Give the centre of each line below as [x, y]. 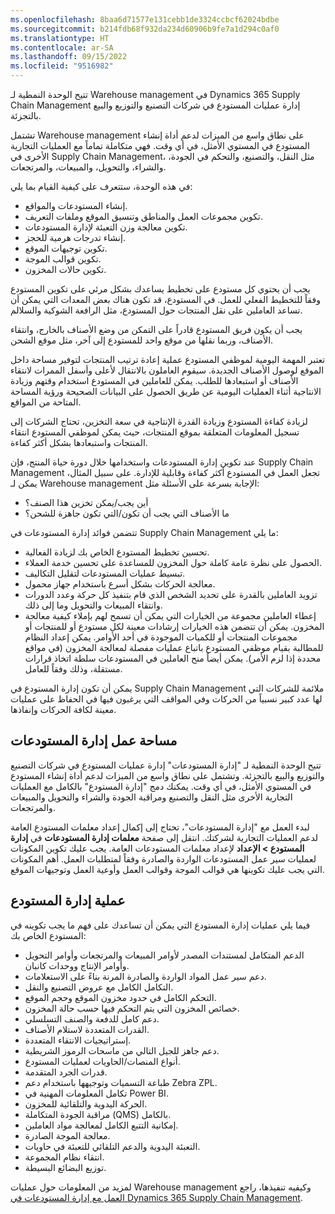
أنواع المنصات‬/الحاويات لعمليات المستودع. [102, 1061]
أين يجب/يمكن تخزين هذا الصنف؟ [86, 502]
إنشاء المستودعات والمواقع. [76, 205]
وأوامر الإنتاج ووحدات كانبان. [77, 965]
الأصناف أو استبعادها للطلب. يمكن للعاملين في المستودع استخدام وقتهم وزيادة [154, 380]
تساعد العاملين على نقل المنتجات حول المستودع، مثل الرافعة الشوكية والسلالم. [156, 310]
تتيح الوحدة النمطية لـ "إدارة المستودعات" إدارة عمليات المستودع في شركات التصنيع [166, 765]
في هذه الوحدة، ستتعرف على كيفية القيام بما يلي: [101, 186]
